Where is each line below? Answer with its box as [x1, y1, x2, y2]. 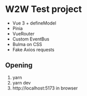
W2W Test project [5, 3, 82, 15]
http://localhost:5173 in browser [12, 85, 78, 91]
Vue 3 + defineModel [12, 20, 56, 26]
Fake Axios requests [12, 46, 54, 52]
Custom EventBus [12, 36, 49, 42]
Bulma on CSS [12, 41, 42, 47]
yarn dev [12, 79, 31, 85]
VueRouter [12, 30, 35, 36]
